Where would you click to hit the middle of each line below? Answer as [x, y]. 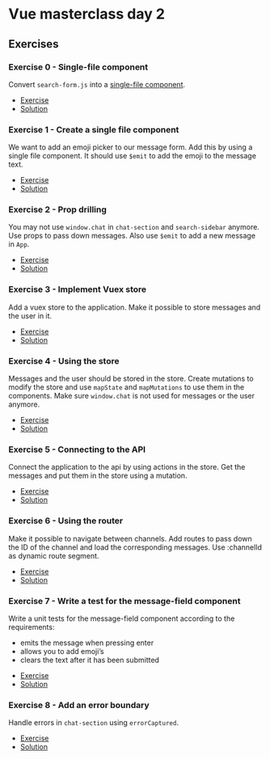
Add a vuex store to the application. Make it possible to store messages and [135, 307]
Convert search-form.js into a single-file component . [97, 84]
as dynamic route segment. [54, 555]
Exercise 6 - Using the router [66, 521]
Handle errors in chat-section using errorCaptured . [94, 723]
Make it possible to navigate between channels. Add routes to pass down [130, 538]
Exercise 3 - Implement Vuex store [78, 289]
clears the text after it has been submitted [90, 660]
